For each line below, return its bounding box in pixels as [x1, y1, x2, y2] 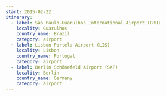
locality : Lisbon [16, 48, 60, 54]
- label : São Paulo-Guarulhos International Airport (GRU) [11, 20, 161, 26]
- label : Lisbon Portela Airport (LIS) [11, 42, 110, 48]
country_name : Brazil [16, 31, 70, 37]
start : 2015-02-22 [5, 8, 51, 15]
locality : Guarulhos [16, 25, 67, 32]
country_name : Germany [16, 75, 73, 81]
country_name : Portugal [16, 53, 76, 59]
